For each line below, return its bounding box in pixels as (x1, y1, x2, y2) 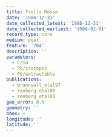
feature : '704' (6, 43, 45, 49)
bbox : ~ (6, 110, 26, 116)
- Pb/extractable (12, 71, 56, 77)
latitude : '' (6, 122, 39, 128)
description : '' (6, 48, 47, 55)
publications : (6, 76, 42, 82)
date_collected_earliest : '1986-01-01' (6, 25, 107, 32)
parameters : (6, 54, 36, 60)
